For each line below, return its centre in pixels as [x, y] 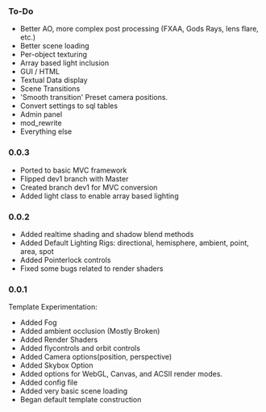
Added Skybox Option [57, 365]
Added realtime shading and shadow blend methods [107, 234]
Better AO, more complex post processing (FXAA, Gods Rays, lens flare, [139, 29]
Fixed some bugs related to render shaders [91, 268]
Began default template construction [81, 400]
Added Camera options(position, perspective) [96, 357]
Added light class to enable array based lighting [99, 196]
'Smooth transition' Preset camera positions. [94, 98]
